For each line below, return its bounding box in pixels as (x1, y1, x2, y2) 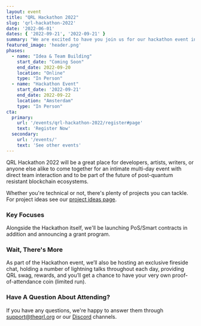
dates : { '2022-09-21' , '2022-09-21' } (6, 31, 106, 37)
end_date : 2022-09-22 (17, 92, 71, 98)
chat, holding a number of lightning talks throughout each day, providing (6, 266, 184, 273)
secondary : (11, 131, 39, 138)
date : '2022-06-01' (6, 25, 55, 32)
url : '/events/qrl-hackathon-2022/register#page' (17, 120, 144, 126)
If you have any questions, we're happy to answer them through (6, 306, 163, 314)
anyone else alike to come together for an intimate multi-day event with (6, 165, 182, 172)
